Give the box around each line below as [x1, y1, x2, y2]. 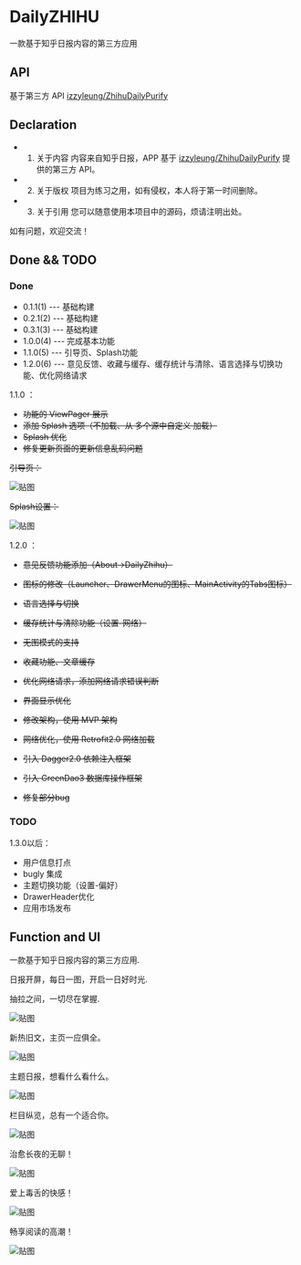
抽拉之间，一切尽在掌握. [9, 993, 100, 1005]
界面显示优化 [22, 695, 71, 706]
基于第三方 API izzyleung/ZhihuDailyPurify [9, 89, 169, 101]
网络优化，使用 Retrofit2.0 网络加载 [22, 734, 155, 745]
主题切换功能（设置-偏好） [22, 879, 123, 891]
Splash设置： [9, 501, 59, 512]
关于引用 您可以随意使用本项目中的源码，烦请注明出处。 [36, 205, 247, 216]
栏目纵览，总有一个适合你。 [9, 1110, 114, 1121]
